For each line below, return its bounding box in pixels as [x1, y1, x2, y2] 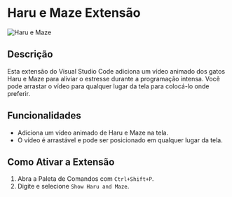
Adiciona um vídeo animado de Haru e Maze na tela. [17, 128, 169, 137]
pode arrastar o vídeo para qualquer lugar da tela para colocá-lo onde [7, 82, 210, 90]
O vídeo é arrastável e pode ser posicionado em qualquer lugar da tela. [17, 135, 223, 144]
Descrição [7, 48, 53, 60]
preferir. [7, 89, 30, 97]
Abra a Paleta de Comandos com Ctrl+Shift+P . [17, 175, 154, 183]
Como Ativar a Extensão [7, 156, 115, 168]
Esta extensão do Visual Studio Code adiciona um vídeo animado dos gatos [7, 67, 226, 75]
